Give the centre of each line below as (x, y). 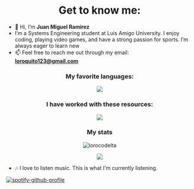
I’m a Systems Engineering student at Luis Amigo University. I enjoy (97, 33)
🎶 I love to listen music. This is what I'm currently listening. (86, 168)
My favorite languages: (100, 76)
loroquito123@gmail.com (47, 61)
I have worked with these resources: (100, 105)
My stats (100, 133)
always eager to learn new (47, 46)
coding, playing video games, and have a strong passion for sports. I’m (101, 39)
